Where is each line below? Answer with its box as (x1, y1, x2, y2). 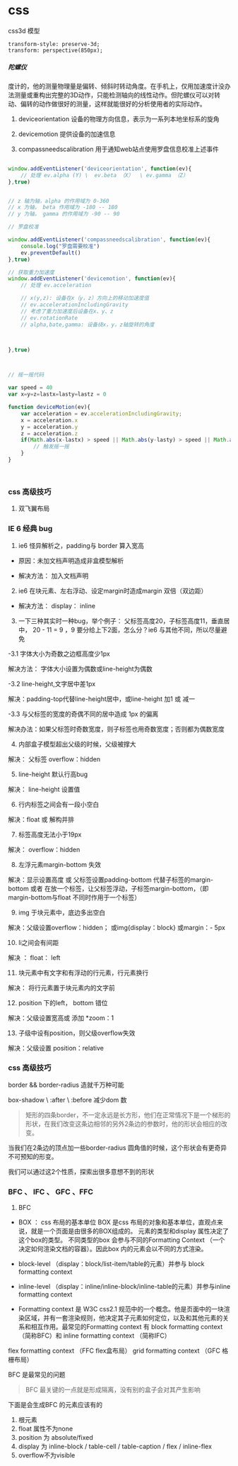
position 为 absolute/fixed (18, 1433, 94, 1442)
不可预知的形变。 (8, 1152, 58, 1160)
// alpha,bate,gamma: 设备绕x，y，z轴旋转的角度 (20, 321, 155, 328)
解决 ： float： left (8, 953, 61, 962)
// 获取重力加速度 (8, 269, 55, 276)
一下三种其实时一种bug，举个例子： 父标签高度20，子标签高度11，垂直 (18, 616, 224, 625)
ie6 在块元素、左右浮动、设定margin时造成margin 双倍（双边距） (18, 586, 208, 595)
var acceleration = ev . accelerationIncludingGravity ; (20, 410, 182, 417)
